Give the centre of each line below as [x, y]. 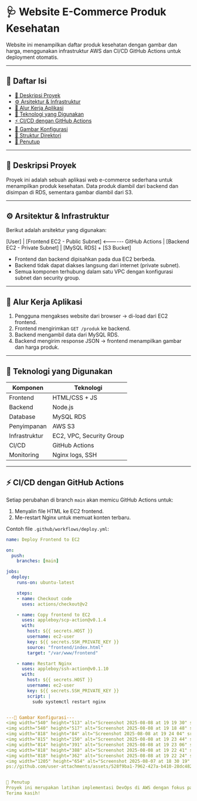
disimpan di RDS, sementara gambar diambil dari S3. [69, 192]
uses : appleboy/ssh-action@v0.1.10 [65, 669]
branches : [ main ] [38, 561]
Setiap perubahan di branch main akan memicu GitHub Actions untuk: [90, 500]
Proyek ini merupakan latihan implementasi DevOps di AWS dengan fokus [95, 788]
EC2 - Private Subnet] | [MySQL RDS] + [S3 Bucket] [69, 248]
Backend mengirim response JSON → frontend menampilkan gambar [98, 341]
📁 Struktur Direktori [38, 135]
